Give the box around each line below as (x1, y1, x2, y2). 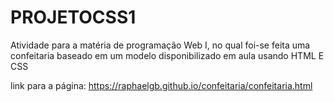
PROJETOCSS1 (10, 6, 137, 29)
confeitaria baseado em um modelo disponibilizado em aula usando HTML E (10, 49, 325, 61)
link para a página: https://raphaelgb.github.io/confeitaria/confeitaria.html (10, 79, 313, 91)
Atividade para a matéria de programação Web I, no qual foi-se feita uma (10, 39, 311, 51)
